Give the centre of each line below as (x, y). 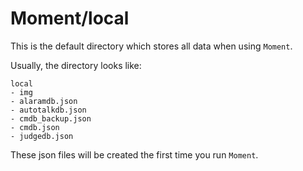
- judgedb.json (42, 136)
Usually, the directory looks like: (76, 65)
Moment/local (70, 18)
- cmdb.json (35, 127)
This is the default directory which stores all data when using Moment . (151, 46)
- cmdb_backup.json (51, 118)
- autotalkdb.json (48, 110)
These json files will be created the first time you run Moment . (134, 154)
